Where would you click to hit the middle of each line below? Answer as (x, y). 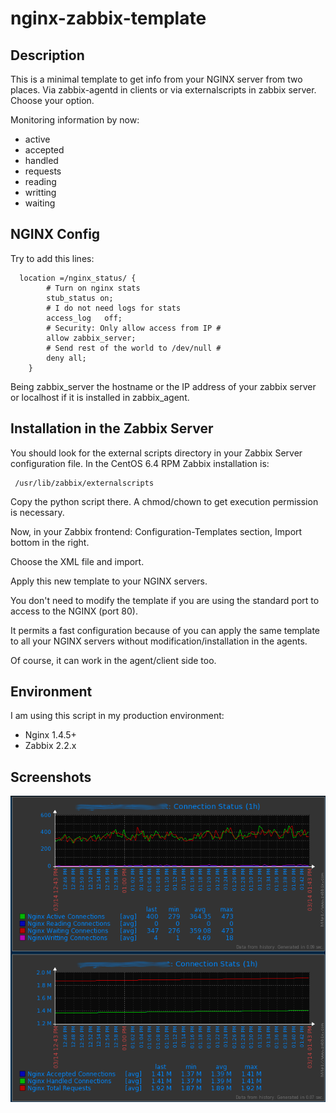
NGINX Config (55, 234)
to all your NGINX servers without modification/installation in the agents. (159, 641)
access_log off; (84, 318)
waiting (40, 203)
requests (43, 171)
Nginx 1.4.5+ (50, 735)
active (37, 139)
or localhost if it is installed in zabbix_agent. (100, 397)
